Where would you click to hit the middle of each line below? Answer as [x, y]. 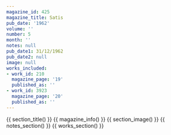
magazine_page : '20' [37, 96]
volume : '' [20, 29]
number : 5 [19, 35]
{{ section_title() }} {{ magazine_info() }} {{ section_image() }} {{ [85, 119]
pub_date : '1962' [28, 23]
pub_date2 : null [27, 57]
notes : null [21, 46]
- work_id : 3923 [27, 91]
